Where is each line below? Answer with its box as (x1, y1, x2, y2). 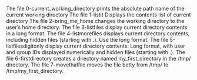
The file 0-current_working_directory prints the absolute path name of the (6, 5, 185, 12)
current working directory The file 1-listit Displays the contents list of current (6, 11, 191, 18)
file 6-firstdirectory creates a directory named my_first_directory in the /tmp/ (6, 55, 191, 62)
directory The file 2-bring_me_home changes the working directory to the (6, 18, 185, 24)
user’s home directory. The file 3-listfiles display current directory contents (6, 24, 188, 31)
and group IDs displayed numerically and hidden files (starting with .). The (6, 49, 186, 55)
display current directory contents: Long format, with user (45, 42, 185, 49)
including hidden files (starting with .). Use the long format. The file (6, 36, 169, 43)
